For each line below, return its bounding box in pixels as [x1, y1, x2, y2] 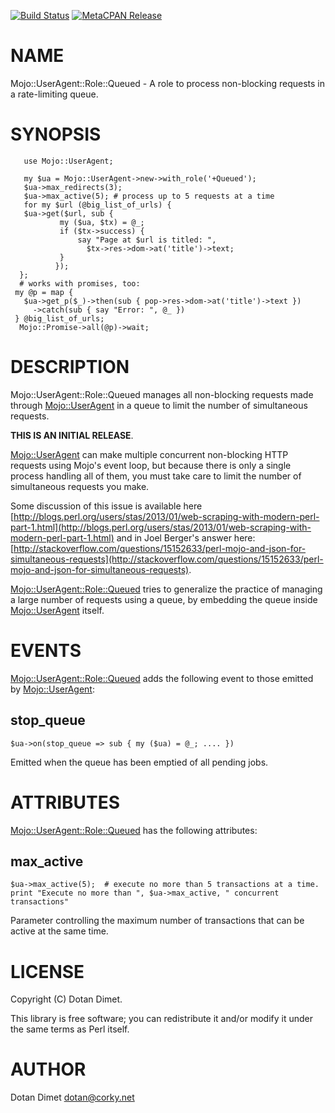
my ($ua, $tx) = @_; [59, 217, 145, 227]
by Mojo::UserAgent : [10, 683, 95, 695]
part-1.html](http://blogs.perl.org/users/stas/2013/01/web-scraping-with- [10, 521, 312, 533]
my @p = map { [14, 287, 74, 297]
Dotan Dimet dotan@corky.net [10, 1091, 135, 1104]
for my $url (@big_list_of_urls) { [23, 200, 172, 210]
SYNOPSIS [10, 123, 102, 146]
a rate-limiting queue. [10, 88, 99, 100]
